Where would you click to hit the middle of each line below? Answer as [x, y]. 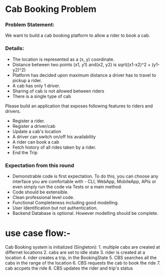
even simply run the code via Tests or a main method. [67, 187]
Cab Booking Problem [51, 9]
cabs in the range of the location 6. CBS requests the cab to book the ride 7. [83, 263]
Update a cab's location [37, 131]
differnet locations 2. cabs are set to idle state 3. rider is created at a [75, 253]
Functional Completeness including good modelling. [66, 203]
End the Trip [25, 152]
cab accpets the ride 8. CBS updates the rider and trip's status [69, 268]
